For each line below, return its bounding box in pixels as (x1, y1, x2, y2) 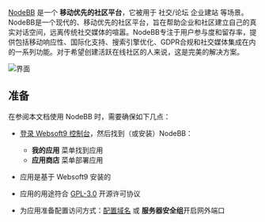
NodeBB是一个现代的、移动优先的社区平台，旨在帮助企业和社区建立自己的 (8, 17, 250, 27)
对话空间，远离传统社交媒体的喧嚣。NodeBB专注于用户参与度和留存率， (14, 28, 250, 36)
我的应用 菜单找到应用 (31, 145, 104, 155)
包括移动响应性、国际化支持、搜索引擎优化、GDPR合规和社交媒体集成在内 (14, 37, 256, 47)
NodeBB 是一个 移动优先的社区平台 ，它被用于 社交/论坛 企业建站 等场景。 (8, 8, 248, 17)
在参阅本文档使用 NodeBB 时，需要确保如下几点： (8, 111, 171, 121)
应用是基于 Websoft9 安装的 (19, 171, 112, 181)
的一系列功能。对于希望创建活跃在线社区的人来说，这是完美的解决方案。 (8, 47, 244, 56)
